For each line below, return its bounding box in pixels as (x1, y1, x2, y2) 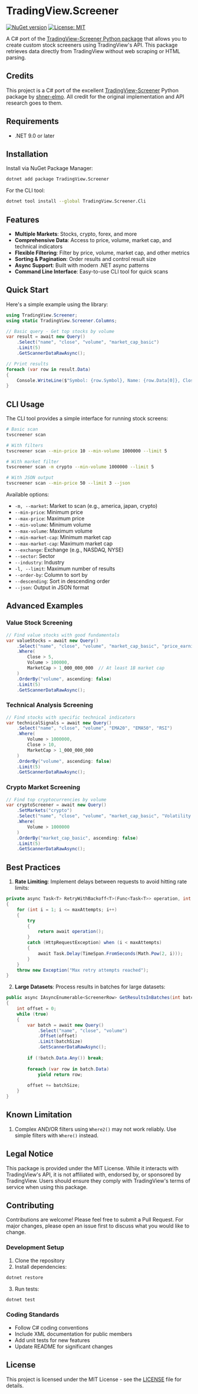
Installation (6, 149, 48, 159)
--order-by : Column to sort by (14, 572, 88, 579)
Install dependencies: (14, 1263, 67, 1270)
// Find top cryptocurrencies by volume (6, 796, 107, 802)
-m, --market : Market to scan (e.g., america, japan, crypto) (14, 502, 158, 510)
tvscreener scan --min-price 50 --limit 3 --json (6, 480, 131, 487)
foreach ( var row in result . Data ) (6, 366, 91, 373)
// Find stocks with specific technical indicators (6, 714, 136, 720)
